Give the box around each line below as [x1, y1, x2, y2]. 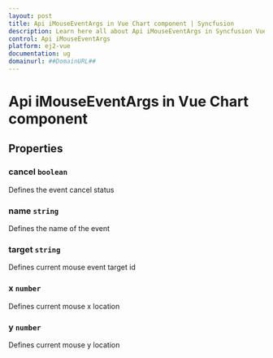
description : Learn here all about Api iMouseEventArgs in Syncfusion [8, 27, 253, 35]
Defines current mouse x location [8, 301, 120, 311]
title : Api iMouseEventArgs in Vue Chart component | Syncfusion [8, 20, 234, 28]
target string [8, 243, 61, 255]
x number [8, 282, 41, 294]
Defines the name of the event [8, 224, 110, 234]
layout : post [8, 11, 53, 20]
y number [8, 321, 41, 333]
